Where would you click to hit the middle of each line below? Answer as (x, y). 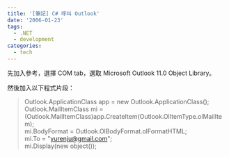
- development (34, 40)
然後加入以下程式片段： (41, 88)
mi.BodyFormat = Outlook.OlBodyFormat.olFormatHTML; (105, 131)
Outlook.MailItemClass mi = (64, 109)
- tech (23, 53)
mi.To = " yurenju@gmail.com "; (68, 138)
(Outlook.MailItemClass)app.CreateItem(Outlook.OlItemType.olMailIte (123, 116)
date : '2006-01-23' (35, 20)
